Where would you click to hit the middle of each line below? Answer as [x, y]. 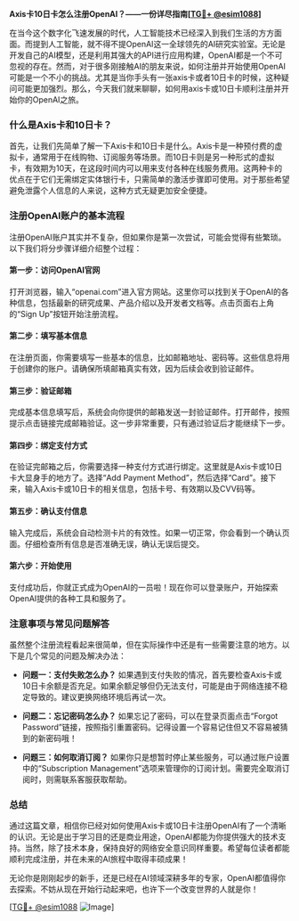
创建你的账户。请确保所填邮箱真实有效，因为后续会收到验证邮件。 [137, 368]
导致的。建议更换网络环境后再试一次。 [100, 697]
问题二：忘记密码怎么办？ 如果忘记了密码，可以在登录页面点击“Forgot [150, 716]
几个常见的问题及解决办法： [75, 656]
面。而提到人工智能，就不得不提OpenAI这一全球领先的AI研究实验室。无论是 [148, 44]
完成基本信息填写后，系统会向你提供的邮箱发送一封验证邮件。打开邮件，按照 [149, 412]
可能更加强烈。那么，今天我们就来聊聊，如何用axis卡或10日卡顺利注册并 [149, 89]
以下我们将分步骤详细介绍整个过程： [76, 248]
